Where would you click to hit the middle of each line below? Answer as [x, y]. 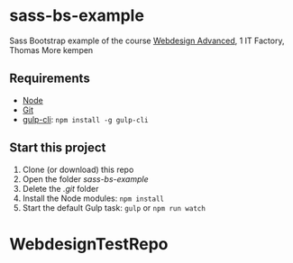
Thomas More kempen [51, 50]
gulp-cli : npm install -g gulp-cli [85, 119]
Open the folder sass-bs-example [85, 179]
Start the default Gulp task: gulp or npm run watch [114, 207]
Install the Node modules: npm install [93, 198]
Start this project [58, 148]
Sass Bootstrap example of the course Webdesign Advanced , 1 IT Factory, [147, 41]
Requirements [50, 79]
